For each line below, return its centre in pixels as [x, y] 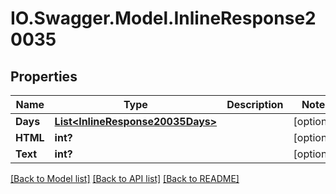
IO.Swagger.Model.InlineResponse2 [163, 18]
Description [255, 104]
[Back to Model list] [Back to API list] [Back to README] [125, 178]
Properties [44, 76]
